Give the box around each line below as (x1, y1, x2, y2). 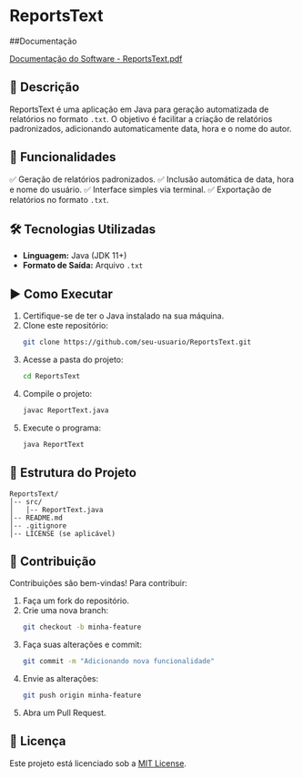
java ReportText (22, 440, 85, 449)
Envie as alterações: (22, 673, 98, 684)
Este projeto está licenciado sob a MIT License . (9, 757, 187, 769)
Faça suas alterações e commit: (22, 639, 143, 651)
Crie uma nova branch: (22, 605, 109, 616)
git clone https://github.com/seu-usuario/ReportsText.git (22, 338, 252, 347)
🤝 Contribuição (9, 553, 96, 569)
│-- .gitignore (9, 520, 67, 530)
